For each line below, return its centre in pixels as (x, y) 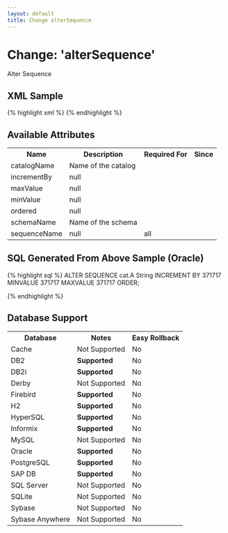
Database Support (48, 318)
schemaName (33, 223)
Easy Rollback (156, 338)
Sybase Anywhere (41, 519)
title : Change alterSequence (49, 20)
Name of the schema (103, 223)
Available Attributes (51, 134)
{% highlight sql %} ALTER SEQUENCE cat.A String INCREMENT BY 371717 (114, 275)
